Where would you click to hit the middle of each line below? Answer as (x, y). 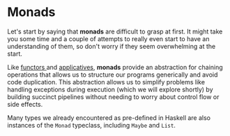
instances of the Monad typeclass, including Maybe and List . (92, 125)
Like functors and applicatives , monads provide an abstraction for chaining (115, 67)
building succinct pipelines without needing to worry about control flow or (113, 97)
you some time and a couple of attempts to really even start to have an (108, 38)
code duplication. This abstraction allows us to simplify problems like (106, 82)
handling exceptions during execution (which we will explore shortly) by (110, 89)
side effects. (25, 104)
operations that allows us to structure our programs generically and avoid (113, 75)
